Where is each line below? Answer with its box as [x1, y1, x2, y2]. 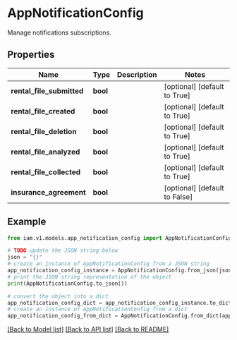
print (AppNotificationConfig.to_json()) [7, 280, 128, 287]
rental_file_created [11, 106, 75, 116]
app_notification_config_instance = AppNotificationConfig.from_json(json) [7, 267, 235, 274]
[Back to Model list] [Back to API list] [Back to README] [7, 325, 169, 334]
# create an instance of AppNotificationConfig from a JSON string [7, 260, 210, 267]
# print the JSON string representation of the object [7, 273, 172, 280]
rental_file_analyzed [11, 147, 80, 157]
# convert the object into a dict [7, 293, 109, 300]
